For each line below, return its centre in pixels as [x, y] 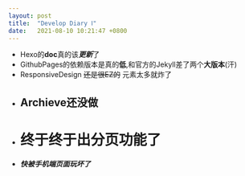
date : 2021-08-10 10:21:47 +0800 [68, 31]
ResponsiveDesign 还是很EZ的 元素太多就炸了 [96, 75]
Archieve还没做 [59, 102]
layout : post [30, 16]
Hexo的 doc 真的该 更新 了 [60, 55]
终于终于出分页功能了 [90, 139]
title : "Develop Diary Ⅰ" [53, 23]
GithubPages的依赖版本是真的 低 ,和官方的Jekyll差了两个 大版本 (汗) [129, 64]
